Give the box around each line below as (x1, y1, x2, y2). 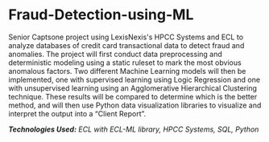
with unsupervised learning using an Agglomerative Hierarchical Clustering (8, 83, 258, 93)
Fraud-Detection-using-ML (8, 6, 194, 24)
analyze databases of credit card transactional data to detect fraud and (8, 40, 245, 50)
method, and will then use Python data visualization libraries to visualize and (8, 100, 262, 110)
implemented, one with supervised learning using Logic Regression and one (8, 75, 260, 84)
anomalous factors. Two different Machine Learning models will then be (8, 66, 246, 75)
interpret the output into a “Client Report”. (8, 108, 147, 118)
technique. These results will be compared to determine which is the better (8, 91, 258, 101)
